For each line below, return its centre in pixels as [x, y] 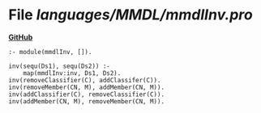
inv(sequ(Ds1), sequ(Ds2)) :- [60, 66]
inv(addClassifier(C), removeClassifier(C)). [86, 94]
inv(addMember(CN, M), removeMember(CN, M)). [86, 101]
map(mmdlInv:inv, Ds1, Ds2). [72, 73]
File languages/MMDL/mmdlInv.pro [131, 15]
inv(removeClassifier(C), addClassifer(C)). [85, 80]
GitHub [21, 37]
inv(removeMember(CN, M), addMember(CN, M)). [86, 87]
